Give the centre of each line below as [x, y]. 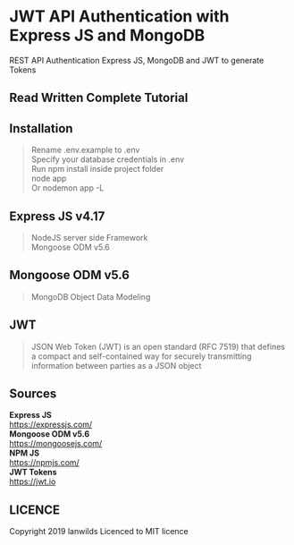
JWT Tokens [33, 473]
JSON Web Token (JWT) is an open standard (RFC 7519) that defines [158, 346]
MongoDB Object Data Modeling [91, 296]
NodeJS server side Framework [89, 237]
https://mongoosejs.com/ [56, 444]
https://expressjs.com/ [51, 425]
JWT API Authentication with [119, 17]
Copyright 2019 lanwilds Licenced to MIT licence [99, 532]
